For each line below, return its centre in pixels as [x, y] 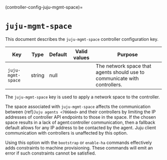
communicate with [117, 78]
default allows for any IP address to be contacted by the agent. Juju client [81, 127]
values [81, 58]
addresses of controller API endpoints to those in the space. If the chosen [81, 117]
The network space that [124, 66]
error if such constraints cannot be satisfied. [50, 153]
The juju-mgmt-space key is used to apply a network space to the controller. [83, 97]
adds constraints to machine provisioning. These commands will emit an [79, 148]
